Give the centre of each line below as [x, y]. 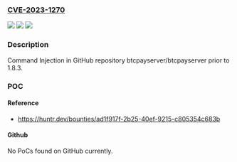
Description [28, 45]
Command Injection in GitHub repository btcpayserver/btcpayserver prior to [118, 60]
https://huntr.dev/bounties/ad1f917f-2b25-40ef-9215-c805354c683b [119, 119]
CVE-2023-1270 [36, 10]
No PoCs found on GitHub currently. [60, 151]
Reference [23, 103]
